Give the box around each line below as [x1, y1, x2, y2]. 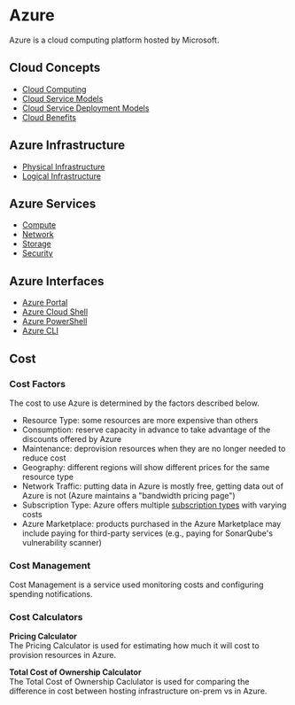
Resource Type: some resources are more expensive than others [21, 414, 259, 425]
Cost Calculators [9, 611, 83, 624]
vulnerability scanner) [21, 537, 102, 547]
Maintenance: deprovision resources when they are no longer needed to [21, 443, 286, 453]
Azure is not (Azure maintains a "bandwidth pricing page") [21, 490, 237, 500]
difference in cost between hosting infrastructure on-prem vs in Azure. [9, 686, 268, 696]
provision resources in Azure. [9, 650, 117, 661]
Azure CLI [21, 325, 59, 337]
